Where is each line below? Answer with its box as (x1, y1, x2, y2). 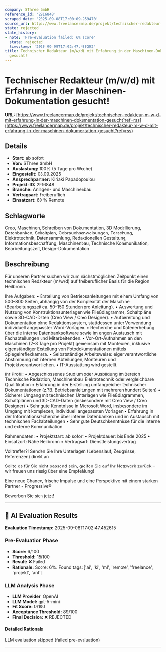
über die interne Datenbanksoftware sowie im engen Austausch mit (5, 330, 142, 336)
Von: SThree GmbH (12, 160, 53, 166)
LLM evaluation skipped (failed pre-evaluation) (5, 637, 100, 643)
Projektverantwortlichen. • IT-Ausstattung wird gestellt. (5, 362, 118, 368)
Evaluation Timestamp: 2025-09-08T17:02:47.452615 (5, 525, 116, 531)
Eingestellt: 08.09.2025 (12, 171, 61, 177)
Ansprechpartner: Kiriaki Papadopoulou (12, 176, 95, 182)
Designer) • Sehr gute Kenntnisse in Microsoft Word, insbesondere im (5, 403, 147, 409)
